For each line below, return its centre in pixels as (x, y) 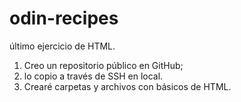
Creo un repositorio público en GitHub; (103, 65)
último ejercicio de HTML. (62, 46)
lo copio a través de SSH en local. (93, 76)
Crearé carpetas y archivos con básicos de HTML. (127, 86)
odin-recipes (64, 18)
